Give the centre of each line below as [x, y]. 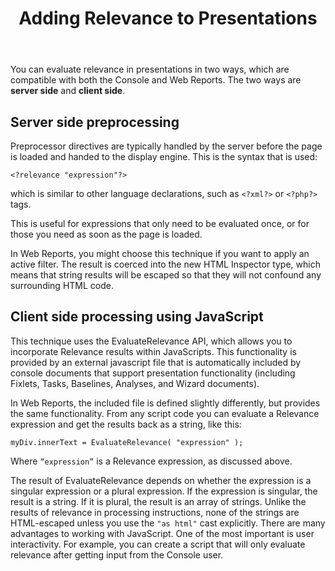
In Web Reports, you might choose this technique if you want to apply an [160, 253]
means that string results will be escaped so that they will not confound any [166, 275]
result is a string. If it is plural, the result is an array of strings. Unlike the [158, 501]
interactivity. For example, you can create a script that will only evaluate [158, 544]
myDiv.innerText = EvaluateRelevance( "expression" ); [127, 442]
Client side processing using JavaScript [137, 317]
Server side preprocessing [95, 122]
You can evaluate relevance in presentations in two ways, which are [150, 69]
